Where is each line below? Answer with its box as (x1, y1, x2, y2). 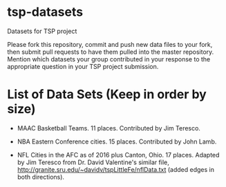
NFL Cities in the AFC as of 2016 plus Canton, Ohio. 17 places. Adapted (17, 150, 220, 159)
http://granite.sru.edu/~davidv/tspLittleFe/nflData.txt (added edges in (17, 165, 214, 173)
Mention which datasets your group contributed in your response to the (7, 55, 211, 63)
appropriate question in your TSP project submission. (7, 62, 159, 70)
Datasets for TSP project (7, 27, 77, 35)
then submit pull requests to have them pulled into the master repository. (7, 48, 214, 56)
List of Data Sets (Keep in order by (7, 87, 207, 102)
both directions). (17, 173, 64, 181)
